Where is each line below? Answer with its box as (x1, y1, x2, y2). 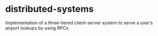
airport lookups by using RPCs (5, 25, 69, 31)
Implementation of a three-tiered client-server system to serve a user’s (5, 20, 153, 26)
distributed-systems (5, 3, 94, 15)
